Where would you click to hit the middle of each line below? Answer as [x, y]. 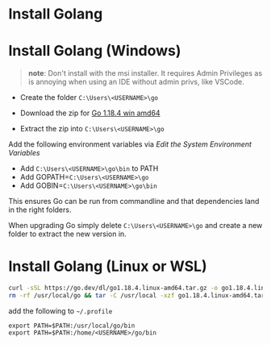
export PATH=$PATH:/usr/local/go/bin [72, 326]
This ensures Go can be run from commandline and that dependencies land [134, 202]
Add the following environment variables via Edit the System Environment [130, 144]
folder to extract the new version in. [67, 234]
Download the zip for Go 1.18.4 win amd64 [90, 113]
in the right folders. [40, 210]
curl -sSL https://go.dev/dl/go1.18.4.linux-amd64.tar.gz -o [113, 288]
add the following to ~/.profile [60, 310]
